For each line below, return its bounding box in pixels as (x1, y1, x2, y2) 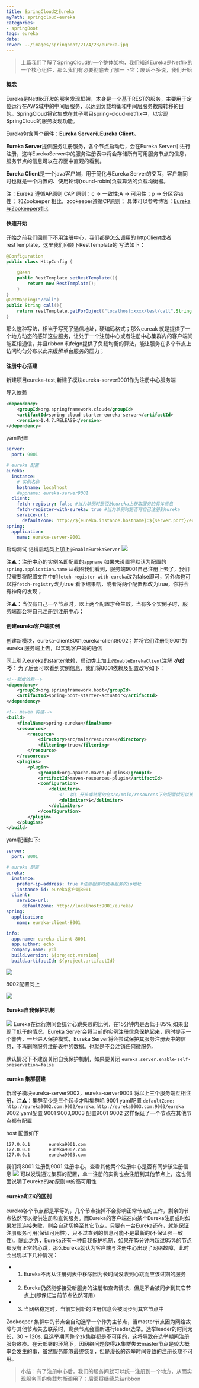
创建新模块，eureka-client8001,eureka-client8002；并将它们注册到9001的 (6, 637, 187, 644)
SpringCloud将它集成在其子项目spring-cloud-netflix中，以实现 (16, 110, 169, 117)
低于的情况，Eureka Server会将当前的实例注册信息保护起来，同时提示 (16, 1028, 187, 1036)
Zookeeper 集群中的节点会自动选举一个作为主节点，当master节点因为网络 (6, 1318, 186, 1325)
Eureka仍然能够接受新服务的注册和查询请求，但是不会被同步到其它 (23, 1284, 187, 1291)
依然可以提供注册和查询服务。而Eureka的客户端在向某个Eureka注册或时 (11, 1214, 185, 1221)
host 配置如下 (6, 1130, 40, 1137)
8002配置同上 (6, 980, 40, 987)
